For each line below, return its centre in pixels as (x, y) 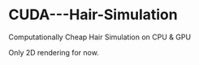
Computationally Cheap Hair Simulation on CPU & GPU (100, 37)
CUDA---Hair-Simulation (93, 15)
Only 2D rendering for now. (54, 52)
